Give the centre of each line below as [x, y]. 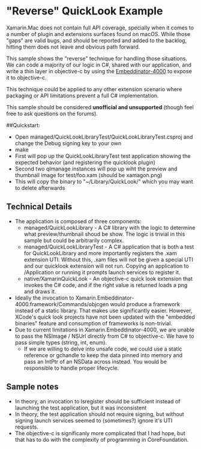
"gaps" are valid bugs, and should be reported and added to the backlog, [97, 40]
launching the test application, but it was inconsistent [81, 408]
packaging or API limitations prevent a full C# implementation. [82, 95]
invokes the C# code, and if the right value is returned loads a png [106, 285]
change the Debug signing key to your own [68, 143]
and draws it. [40, 291]
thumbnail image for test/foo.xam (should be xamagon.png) [88, 175]
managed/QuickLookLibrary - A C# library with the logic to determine [109, 228]
